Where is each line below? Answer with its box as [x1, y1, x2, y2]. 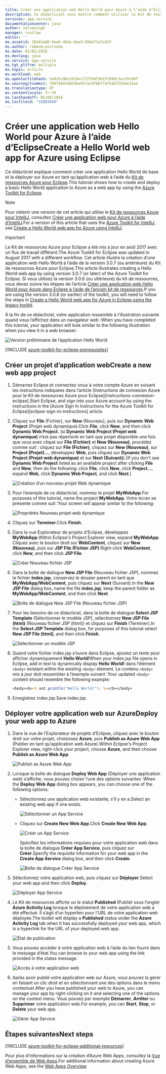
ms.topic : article [5, 67, 43, 72]
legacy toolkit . [5, 302, 34, 308]
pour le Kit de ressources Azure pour [12, 392, 88, 398]
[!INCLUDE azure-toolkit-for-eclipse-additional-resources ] [5, 1043, 124, 1049]
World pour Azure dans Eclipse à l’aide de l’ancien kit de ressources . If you [5, 286, 156, 293]
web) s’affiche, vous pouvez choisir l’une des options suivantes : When [12, 776, 156, 781]
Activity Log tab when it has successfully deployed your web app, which [12, 920, 161, 926]
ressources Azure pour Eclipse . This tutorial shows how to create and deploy [5, 179, 161, 185]
